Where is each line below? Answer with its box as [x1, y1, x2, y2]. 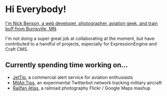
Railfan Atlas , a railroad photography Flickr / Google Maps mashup [12, 85, 151, 91]
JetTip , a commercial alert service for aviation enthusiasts [12, 74, 133, 80]
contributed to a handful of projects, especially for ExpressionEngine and [5, 40, 157, 46]
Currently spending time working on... [5, 61, 128, 69]
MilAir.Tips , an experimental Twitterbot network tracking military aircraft [12, 79, 162, 85]
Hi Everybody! [5, 4, 67, 15]
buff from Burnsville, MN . [5, 25, 58, 31]
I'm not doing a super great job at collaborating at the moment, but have [5, 35, 155, 41]
